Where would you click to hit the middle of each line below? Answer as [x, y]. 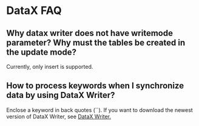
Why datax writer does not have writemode [89, 33]
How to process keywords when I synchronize [95, 86]
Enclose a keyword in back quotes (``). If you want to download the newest [99, 110]
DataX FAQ [34, 11]
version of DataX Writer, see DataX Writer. [59, 116]
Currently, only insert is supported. [50, 67]
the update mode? [42, 52]
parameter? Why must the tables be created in [96, 42]
